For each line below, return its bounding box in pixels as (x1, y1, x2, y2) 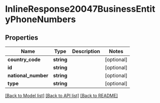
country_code (7, 56, 41, 63)
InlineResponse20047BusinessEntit (5, 3, 156, 15)
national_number (7, 72, 48, 79)
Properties (5, 33, 38, 42)
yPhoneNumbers (5, 14, 76, 25)
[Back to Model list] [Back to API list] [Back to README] (5, 93, 118, 99)
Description (72, 48, 100, 54)
